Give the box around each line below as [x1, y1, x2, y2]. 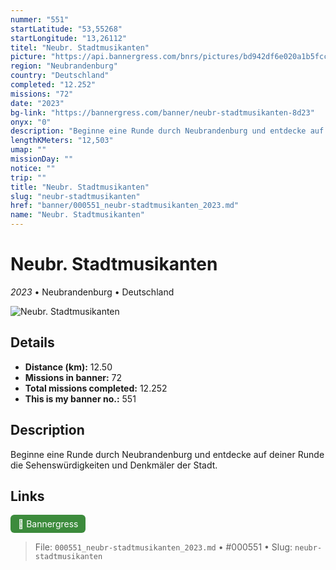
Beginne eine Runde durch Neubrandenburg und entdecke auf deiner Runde [10, 448, 325, 460]
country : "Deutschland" [10, 71, 110, 81]
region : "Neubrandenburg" [10, 61, 118, 71]
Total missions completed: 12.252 [24, 382, 168, 394]
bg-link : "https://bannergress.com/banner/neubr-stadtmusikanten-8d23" [10, 107, 315, 118]
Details [10, 334, 55, 351]
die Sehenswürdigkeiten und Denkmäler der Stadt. [10, 459, 218, 471]
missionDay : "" [10, 154, 74, 164]
